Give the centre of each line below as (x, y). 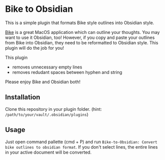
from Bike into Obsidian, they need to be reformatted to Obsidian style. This (82, 42)
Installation (23, 97)
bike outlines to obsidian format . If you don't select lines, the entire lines (82, 147)
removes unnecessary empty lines (47, 67)
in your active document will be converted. (49, 152)
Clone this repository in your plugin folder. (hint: (53, 109)
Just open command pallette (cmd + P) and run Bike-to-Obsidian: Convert (81, 142)
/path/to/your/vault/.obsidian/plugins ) (47, 114)
